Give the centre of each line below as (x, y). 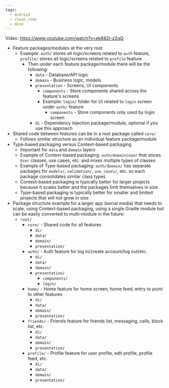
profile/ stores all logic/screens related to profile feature (81, 59)
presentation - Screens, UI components (77, 86)
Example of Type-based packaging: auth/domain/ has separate (86, 166)
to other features (45, 294)
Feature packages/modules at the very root (58, 48)
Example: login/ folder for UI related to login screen (97, 102)
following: (38, 70)
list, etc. (36, 327)
